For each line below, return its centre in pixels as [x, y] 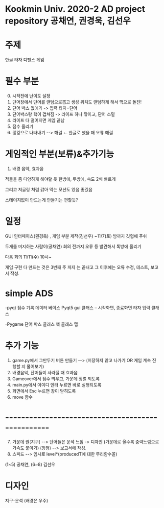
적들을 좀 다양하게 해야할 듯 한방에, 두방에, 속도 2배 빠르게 [60, 179]
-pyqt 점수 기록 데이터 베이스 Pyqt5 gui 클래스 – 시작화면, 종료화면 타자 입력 [78, 308]
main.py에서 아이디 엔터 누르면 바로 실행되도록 [57, 385]
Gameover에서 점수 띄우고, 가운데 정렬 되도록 [56, 379]
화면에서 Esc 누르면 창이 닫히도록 [44, 391]
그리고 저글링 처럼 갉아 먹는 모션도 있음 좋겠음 [49, 189]
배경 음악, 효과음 [28, 169]
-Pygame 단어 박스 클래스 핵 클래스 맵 [42, 324]
